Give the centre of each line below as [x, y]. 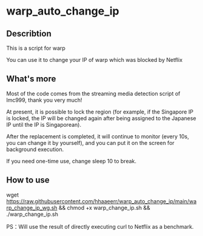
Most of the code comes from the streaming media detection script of [93, 93]
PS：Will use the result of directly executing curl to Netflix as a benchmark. [100, 226]
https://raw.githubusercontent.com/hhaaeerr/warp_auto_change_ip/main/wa [101, 201]
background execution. [35, 149]
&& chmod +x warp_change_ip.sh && [104, 207]
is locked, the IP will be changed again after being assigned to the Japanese [101, 118]
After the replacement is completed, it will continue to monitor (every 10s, [98, 136]
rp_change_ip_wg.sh [32, 207]
